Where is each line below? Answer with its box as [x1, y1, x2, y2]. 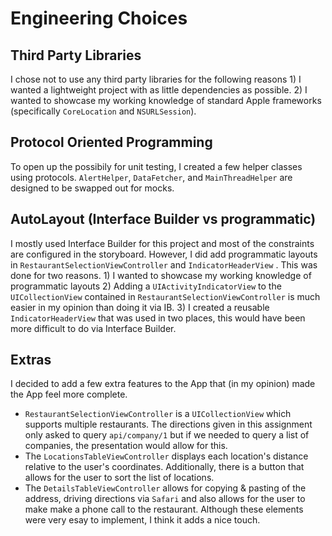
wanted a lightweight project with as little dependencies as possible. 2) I [10, 84, 308, 96]
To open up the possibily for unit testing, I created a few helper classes [10, 160, 303, 172]
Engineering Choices [10, 7, 188, 30]
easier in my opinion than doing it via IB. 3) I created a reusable [10, 301, 270, 313]
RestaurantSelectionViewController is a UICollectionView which [24, 408, 292, 420]
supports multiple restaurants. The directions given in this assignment [24, 418, 313, 431]
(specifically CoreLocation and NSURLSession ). [10, 105, 197, 117]
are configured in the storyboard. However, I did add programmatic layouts [10, 248, 318, 260]
